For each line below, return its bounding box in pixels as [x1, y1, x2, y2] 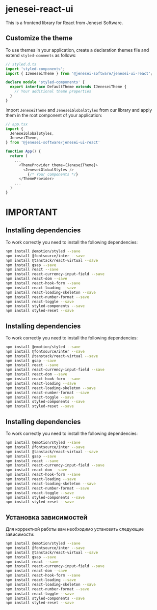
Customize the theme [5, 34, 73, 42]
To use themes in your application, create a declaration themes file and [5, 47, 149, 53]
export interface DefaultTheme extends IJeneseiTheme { [10, 85, 127, 90]
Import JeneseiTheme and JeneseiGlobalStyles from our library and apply [5, 107, 152, 113]
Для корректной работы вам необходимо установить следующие [5, 526, 144, 532]
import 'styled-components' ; [5, 66, 65, 71]
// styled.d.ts [5, 61, 37, 67]
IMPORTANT [5, 207, 58, 218]
